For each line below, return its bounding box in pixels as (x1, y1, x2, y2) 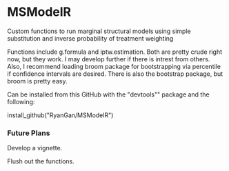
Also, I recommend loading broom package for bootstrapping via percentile (7, 62, 221, 70)
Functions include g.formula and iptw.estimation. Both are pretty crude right (7, 48, 223, 56)
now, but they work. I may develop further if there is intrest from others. (7, 54, 210, 63)
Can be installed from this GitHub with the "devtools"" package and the (7, 90, 210, 99)
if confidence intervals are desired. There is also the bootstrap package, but (7, 70, 223, 78)
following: (7, 97, 35, 105)
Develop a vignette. (7, 144, 63, 152)
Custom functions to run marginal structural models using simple (7, 27, 191, 35)
